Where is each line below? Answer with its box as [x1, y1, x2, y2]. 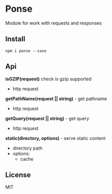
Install [5, 35, 25, 43]
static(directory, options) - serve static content [5, 135, 106, 141]
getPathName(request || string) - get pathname [5, 95, 107, 102]
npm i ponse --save [5, 48, 47, 54]
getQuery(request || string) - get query [5, 115, 90, 122]
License [5, 171, 31, 179]
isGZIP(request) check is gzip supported [5, 76, 92, 82]
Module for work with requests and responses [5, 20, 102, 26]
